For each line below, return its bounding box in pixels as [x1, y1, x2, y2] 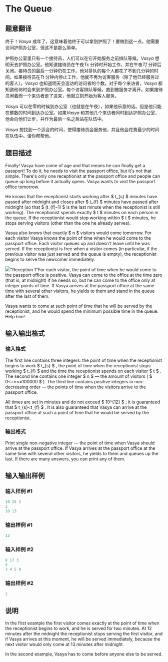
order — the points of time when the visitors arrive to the [29, 384, 146, 390]
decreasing [5, 384, 28, 390]
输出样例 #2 [5, 580, 34, 587]
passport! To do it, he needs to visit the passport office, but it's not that [5, 168, 152, 174]
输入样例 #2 [5, 546, 34, 553]
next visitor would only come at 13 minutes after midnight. [5, 641, 124, 647]
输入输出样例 [5, 471, 45, 480]
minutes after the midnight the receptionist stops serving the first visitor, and [5, 631, 163, 637]
